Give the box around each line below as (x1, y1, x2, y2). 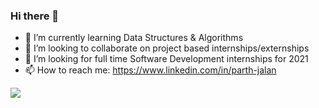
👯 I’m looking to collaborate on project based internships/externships (24, 42, 310, 54)
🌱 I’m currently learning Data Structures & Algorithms (24, 32, 244, 44)
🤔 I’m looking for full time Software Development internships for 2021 (24, 53, 309, 65)
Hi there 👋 (10, 9, 60, 23)
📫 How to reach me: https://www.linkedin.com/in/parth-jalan (24, 64, 277, 76)
